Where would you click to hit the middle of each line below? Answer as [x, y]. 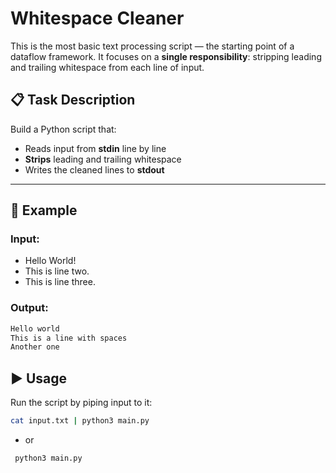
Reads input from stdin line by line [95, 148]
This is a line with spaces [69, 338]
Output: [29, 308]
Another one [35, 347]
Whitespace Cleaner [97, 18]
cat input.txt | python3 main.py [80, 421]
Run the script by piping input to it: [81, 403]
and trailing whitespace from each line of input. [107, 67]
